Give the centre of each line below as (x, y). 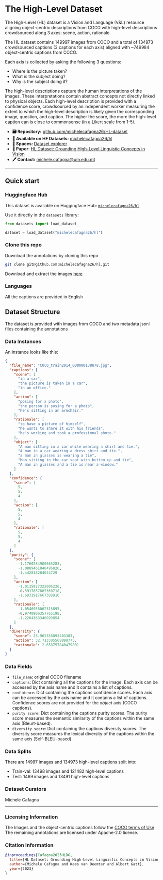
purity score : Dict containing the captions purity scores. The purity (80, 713)
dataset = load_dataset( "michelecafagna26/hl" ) (54, 232)
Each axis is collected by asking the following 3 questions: (63, 62)
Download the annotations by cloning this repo (52, 255)
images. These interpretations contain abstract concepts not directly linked (80, 96)
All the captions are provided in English (44, 296)
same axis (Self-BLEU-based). (42, 739)
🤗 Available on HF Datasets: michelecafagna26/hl (62, 138)
